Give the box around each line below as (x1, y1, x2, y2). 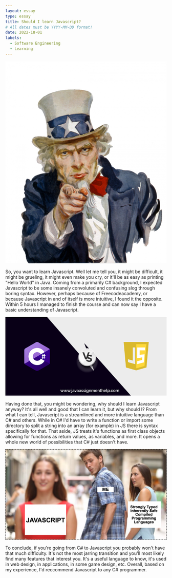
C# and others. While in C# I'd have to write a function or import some (5, 417, 154, 423)
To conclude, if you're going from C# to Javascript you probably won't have (5, 545, 165, 551)
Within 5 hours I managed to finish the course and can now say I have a (5, 301, 156, 307)
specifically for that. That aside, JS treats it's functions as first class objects (5, 428, 165, 434)
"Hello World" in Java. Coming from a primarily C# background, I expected (5, 279, 163, 285)
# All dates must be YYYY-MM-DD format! (5, 25, 93, 30)
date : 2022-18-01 (5, 30, 42, 35)
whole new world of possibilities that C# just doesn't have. (5, 439, 129, 445)
